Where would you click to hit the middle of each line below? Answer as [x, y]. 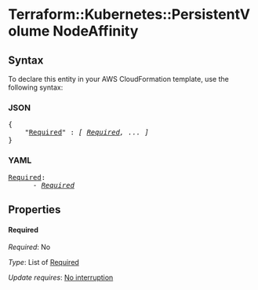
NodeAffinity [96, 31]
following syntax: [36, 87]
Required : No [29, 247]
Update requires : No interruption [61, 277]
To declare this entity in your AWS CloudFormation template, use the [118, 79]
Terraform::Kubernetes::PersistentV [129, 15]
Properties [35, 209]
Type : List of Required [44, 262]
